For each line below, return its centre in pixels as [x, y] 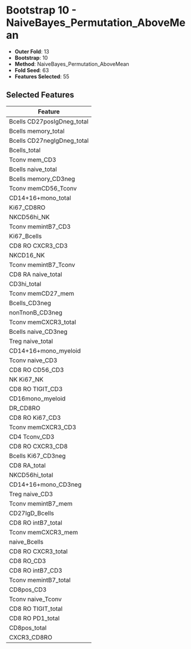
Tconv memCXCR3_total [43, 322]
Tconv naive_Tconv [36, 599]
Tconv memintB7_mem [41, 503]
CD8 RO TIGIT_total [36, 608]
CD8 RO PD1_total [34, 618]
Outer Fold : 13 [32, 51]
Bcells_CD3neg [30, 303]
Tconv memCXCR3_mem [43, 532]
